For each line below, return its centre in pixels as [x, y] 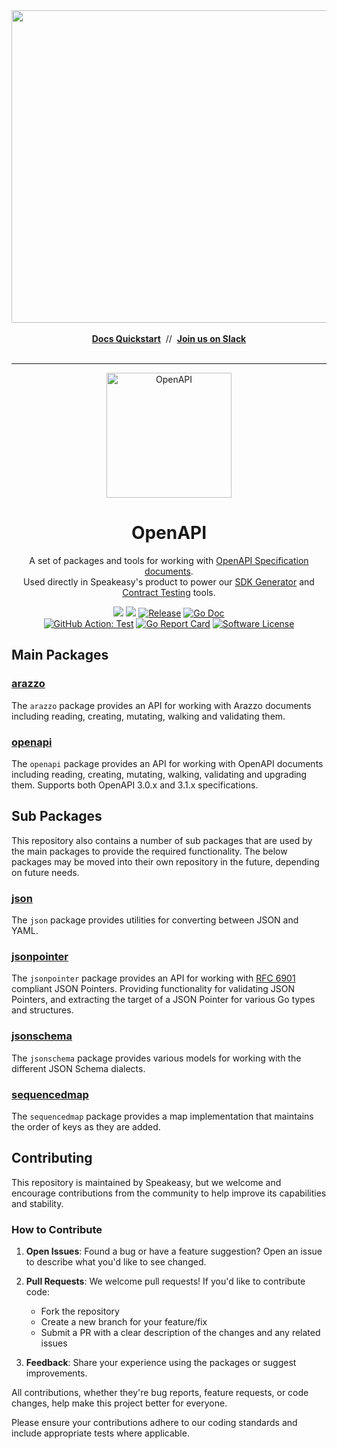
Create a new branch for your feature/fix [124, 1322]
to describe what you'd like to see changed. [116, 1262]
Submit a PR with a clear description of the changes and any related [180, 1333]
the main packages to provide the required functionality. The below [149, 851]
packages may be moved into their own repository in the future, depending [165, 861]
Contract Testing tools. [169, 592]
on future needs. [45, 872]
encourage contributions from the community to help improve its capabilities [169, 1193]
